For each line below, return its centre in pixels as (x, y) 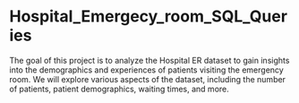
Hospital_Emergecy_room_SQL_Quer (149, 17)
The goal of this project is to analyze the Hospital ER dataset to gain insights (149, 60)
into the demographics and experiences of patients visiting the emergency (146, 70)
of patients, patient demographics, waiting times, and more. (120, 89)
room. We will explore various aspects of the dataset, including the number (148, 79)
